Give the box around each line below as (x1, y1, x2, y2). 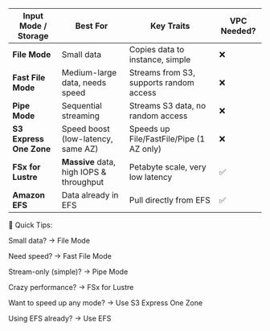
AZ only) (129, 144, 162, 154)
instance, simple (129, 54, 191, 65)
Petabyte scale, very (129, 161, 207, 172)
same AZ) (61, 144, 99, 154)
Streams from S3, (129, 67, 195, 78)
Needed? (220, 26, 256, 36)
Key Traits (149, 20, 190, 31)
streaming (61, 110, 100, 121)
